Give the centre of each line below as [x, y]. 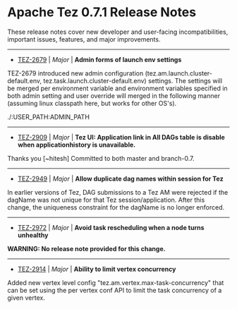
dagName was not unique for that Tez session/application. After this [106, 200]
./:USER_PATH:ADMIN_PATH [49, 116]
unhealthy [33, 235]
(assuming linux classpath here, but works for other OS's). [92, 103]
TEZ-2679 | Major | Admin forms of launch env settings [99, 59]
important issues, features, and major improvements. [84, 39]
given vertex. [26, 298]
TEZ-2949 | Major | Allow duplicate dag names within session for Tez [120, 178]
